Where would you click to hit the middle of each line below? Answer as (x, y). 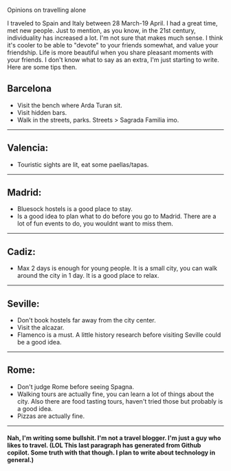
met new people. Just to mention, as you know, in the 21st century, (101, 31)
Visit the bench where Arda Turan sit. (69, 105)
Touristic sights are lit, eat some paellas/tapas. (83, 164)
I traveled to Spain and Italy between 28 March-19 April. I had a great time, (112, 23)
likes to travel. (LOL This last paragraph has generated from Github (104, 446)
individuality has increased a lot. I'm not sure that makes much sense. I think (115, 38)
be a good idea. (39, 342)
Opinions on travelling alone (47, 10)
